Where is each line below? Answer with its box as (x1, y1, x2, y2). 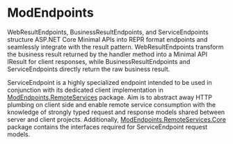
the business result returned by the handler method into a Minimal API (7, 50, 207, 58)
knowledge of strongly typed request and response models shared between (7, 108, 225, 116)
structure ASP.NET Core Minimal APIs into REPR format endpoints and (7, 35, 208, 43)
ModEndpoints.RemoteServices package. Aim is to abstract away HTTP (7, 93, 212, 102)
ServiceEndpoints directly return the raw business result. (7, 65, 170, 73)
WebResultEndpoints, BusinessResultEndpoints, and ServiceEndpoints (7, 28, 209, 36)
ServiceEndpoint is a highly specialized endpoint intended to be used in (7, 78, 212, 86)
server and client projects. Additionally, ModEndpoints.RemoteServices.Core (7, 115, 226, 123)
